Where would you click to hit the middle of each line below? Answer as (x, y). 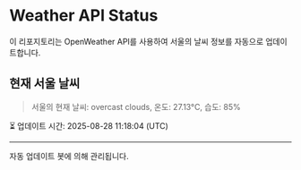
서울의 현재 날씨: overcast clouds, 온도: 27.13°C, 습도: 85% (136, 106)
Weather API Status (84, 16)
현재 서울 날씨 (45, 84)
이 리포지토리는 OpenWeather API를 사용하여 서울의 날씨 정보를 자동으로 (137, 41)
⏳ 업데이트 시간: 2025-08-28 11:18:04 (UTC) (89, 125)
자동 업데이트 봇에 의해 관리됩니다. (69, 156)
